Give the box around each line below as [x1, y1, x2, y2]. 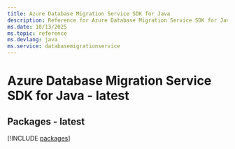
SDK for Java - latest [7, 88, 129, 104]
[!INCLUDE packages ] [7, 134, 71, 142]
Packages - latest [7, 115, 85, 127]
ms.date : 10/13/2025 [7, 23, 68, 30]
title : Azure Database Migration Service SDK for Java [7, 10, 171, 17]
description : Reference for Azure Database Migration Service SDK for [7, 17, 218, 24]
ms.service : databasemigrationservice [7, 43, 120, 50]
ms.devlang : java [7, 36, 58, 43]
